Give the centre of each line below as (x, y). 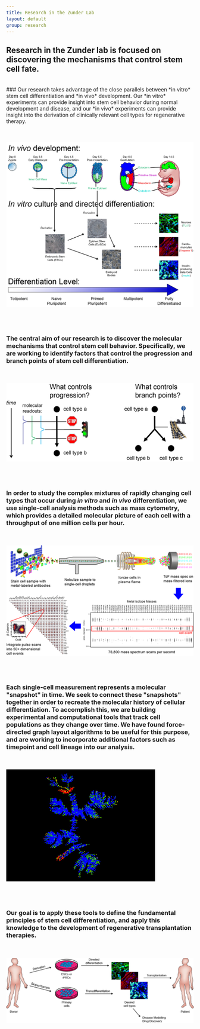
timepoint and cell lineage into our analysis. (71, 747)
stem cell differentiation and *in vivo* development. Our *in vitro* (86, 96)
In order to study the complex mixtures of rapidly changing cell (99, 493)
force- (176, 725)
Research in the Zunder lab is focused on (84, 50)
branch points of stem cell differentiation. (68, 361)
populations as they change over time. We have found (86, 725)
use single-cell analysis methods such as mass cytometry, (93, 508)
